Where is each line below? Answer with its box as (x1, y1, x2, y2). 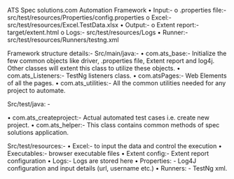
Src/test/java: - (7, 100, 50, 108)
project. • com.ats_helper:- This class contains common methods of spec (7, 121, 220, 129)
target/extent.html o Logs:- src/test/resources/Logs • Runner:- (7, 28, 188, 36)
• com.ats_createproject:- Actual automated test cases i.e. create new (7, 113, 210, 122)
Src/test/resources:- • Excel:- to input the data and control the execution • (7, 142, 222, 150)
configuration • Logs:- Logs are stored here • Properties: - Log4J (7, 157, 197, 165)
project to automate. (7, 87, 66, 94)
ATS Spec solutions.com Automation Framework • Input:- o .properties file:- (7, 6, 226, 14)
